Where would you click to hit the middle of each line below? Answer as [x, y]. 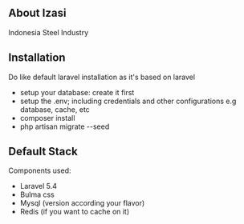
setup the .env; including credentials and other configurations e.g [128, 101]
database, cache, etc [55, 109]
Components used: [40, 170]
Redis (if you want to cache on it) [75, 212]
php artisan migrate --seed [65, 126]
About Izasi [37, 13]
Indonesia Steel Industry [49, 32]
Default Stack [43, 152]
